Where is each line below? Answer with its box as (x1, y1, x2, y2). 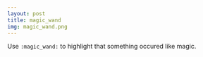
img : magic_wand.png (7, 23, 68, 30)
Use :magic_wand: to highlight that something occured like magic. (7, 42, 197, 51)
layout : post (7, 10, 46, 17)
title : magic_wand (7, 17, 61, 24)
